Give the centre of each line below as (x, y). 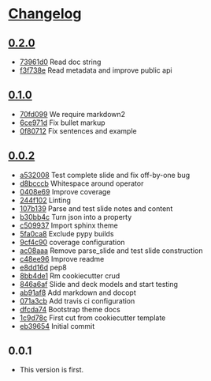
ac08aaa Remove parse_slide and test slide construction (111, 251)
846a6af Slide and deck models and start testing (99, 284)
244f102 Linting (45, 200)
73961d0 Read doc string (60, 62)
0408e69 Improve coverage (65, 191)
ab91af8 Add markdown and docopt (78, 292)
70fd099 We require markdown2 (72, 114)
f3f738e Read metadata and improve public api (96, 70)
